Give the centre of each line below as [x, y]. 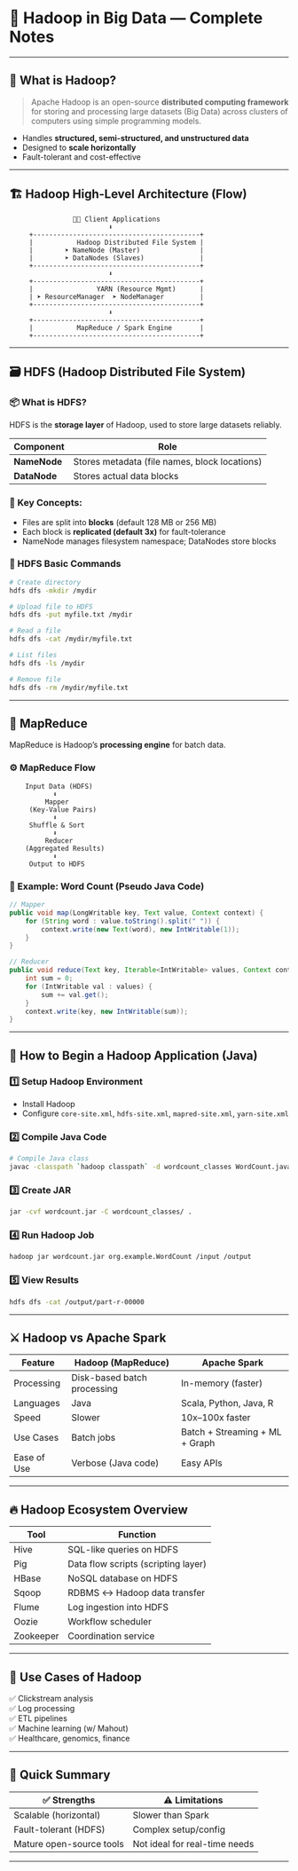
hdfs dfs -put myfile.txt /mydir [71, 615]
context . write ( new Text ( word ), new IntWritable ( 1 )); [141, 929]
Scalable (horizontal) [57, 1815]
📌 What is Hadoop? [63, 80]
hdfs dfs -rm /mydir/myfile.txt [69, 688]
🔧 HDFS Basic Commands [65, 564]
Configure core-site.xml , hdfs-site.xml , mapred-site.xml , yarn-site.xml [155, 1113]
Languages [37, 1403]
